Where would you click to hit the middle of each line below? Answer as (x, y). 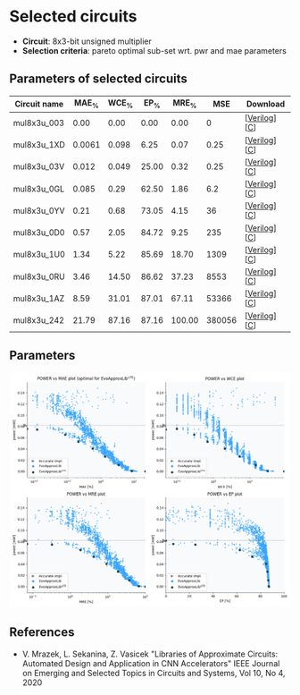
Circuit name (39, 104)
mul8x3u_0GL (39, 189)
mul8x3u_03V (39, 166)
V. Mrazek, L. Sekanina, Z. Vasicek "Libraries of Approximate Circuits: (150, 654)
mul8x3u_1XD (39, 145)
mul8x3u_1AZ (39, 298)
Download (266, 104)
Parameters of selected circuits (98, 79)
